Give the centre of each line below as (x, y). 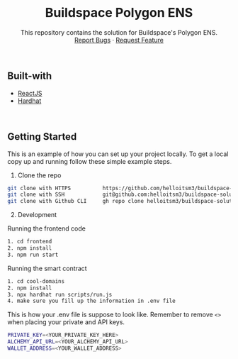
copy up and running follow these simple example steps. (90, 161)
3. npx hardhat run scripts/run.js (60, 294)
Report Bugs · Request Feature (119, 40)
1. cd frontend (30, 242)
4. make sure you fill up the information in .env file (91, 301)
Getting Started (42, 137)
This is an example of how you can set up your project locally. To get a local (118, 154)
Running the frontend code (47, 228)
